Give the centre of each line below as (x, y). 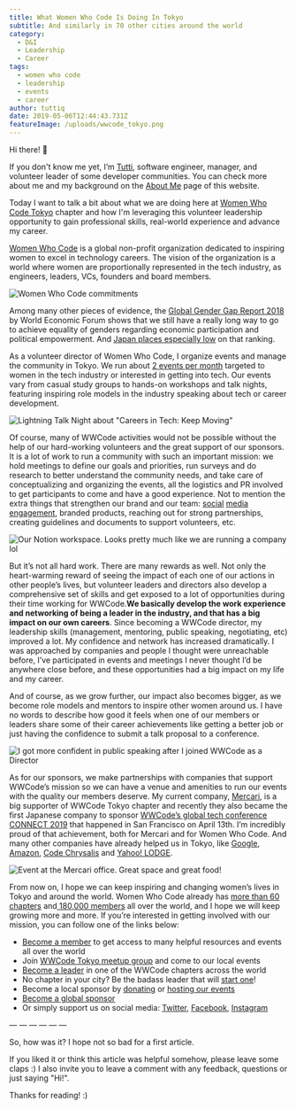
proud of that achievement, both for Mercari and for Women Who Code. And (148, 834)
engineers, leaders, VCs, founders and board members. (110, 276)
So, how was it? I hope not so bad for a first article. (102, 1042)
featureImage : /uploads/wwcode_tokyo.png (87, 125)
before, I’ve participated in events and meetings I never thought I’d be (136, 660)
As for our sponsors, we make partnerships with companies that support (141, 777)
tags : (19, 67)
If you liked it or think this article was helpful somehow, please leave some (144, 1059)
